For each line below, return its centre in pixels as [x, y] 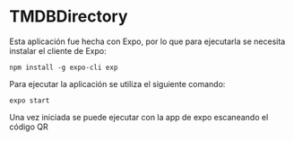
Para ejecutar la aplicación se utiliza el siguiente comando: [117, 84]
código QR [29, 127]
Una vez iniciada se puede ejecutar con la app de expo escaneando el [139, 117]
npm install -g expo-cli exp [64, 67]
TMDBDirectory [69, 17]
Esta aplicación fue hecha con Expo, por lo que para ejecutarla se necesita [147, 41]
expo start [30, 101]
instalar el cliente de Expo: [58, 50]
